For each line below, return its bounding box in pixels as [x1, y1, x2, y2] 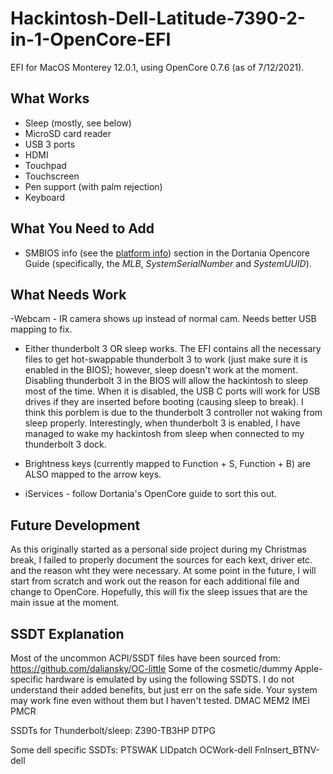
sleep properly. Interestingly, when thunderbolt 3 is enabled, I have [24, 417, 301, 429]
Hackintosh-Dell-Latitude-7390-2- [10, 7, 306, 30]
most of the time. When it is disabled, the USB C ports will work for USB [24, 385, 321, 397]
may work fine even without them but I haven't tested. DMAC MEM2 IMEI [10, 695, 311, 706]
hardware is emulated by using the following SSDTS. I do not [45, 673, 295, 685]
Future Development [10, 517, 141, 534]
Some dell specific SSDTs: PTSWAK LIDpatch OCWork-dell [10, 744, 253, 756]
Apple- [294, 663, 323, 674]
